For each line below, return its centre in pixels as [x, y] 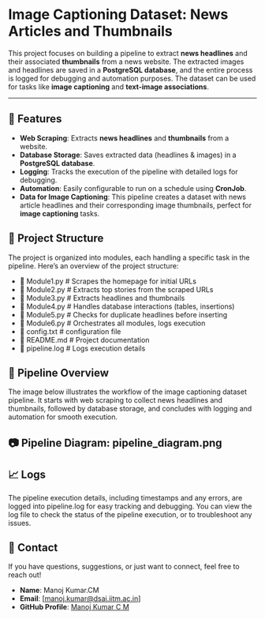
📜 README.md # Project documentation [84, 340]
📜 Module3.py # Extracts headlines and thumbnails [102, 298]
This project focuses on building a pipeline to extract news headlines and [128, 53]
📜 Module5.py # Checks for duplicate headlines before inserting [123, 314]
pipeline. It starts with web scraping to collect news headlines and [116, 400]
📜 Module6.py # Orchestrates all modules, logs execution [112, 323]
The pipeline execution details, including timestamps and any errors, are [125, 497]
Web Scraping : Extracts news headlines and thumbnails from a [124, 138]
